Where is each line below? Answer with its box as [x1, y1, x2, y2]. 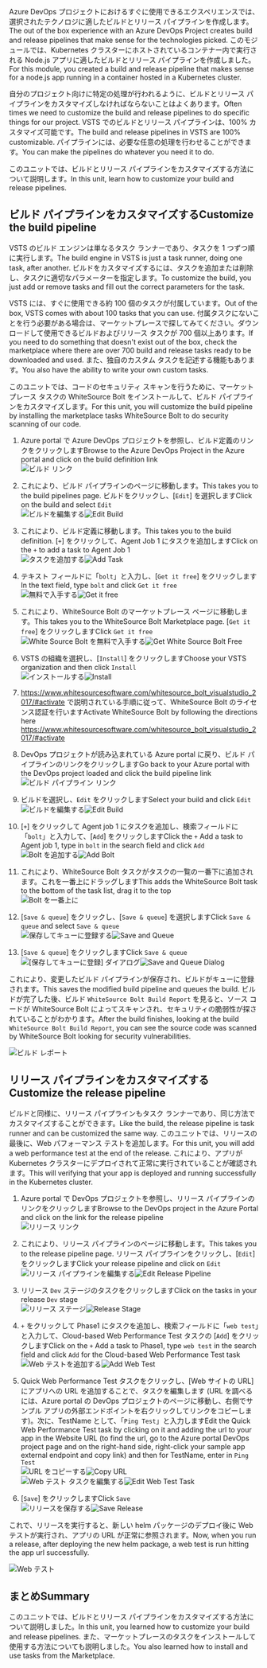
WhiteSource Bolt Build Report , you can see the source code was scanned [9, 1023, 257, 1032]
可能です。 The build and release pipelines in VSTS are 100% [43, 127, 242, 137]
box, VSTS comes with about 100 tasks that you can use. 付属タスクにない [9, 308, 253, 318]
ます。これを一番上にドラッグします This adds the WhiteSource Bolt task [20, 876, 257, 886]
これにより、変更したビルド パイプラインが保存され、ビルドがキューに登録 [9, 974, 255, 984]
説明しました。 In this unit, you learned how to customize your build [29, 1622, 250, 1631]
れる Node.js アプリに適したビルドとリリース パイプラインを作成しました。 [9, 55, 256, 64]
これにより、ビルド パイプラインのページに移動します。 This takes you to [20, 481, 259, 490]
